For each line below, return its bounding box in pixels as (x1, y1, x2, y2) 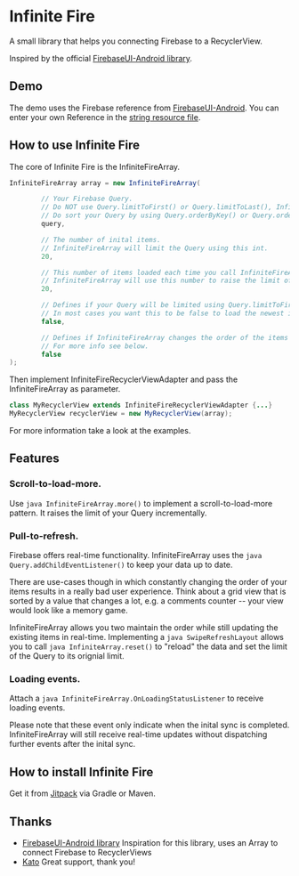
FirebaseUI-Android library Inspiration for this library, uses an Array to (21, 837, 279, 848)
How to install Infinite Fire (9, 764, 154, 780)
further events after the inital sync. (9, 739, 136, 750)
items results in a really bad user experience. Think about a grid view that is (9, 586, 287, 597)
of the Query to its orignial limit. (9, 651, 125, 661)
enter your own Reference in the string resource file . (9, 111, 201, 122)
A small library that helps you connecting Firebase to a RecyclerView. (9, 36, 263, 46)
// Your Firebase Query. (41, 194, 133, 204)
